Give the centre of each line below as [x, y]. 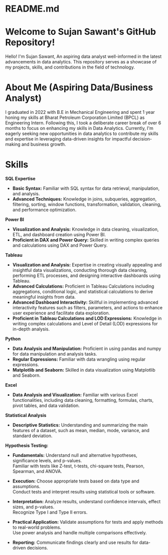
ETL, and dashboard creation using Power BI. [59, 234]
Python [13, 339]
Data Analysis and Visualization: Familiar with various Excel [75, 395]
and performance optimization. [44, 210]
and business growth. [44, 145]
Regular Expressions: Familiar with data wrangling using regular [79, 359]
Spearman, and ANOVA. [37, 471]
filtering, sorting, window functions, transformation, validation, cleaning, [87, 204]
